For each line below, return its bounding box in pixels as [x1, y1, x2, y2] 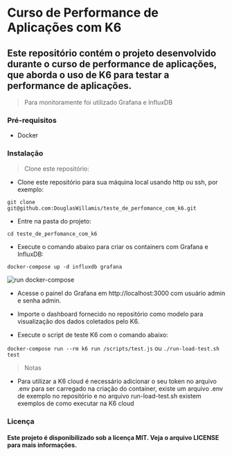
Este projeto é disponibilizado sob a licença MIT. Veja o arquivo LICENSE [7, 434, 220, 442]
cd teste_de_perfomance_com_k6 [7, 230, 98, 237]
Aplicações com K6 [7, 19, 122, 35]
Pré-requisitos [7, 115, 57, 125]
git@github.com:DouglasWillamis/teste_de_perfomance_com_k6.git [7, 205, 197, 212]
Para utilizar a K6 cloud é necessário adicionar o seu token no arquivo [17, 377, 217, 385]
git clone [7, 199, 36, 205]
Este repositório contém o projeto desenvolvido [7, 47, 217, 59]
